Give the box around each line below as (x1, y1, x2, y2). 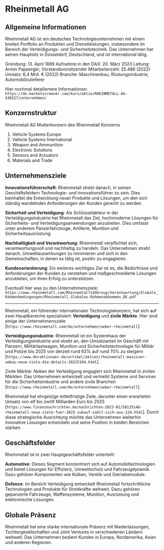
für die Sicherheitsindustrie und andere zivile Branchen (5, 379, 116, 384)
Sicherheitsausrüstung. (5, 230, 52, 236)
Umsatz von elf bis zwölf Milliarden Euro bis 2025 (5, 398, 105, 405)
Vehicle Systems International (12, 136, 72, 143)
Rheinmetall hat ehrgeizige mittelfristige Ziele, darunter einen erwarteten (5, 393, 151, 399)
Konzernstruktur (5, 109, 57, 117)
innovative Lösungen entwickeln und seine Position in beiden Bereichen (5, 419, 150, 425)
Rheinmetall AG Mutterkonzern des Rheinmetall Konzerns (5, 121, 121, 128)
